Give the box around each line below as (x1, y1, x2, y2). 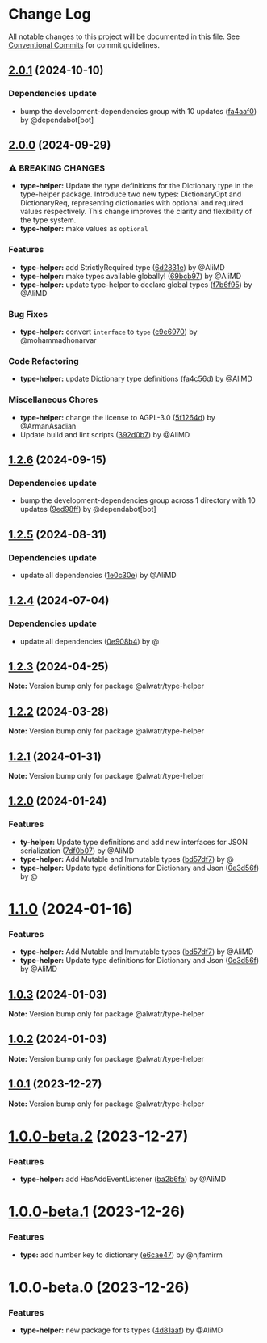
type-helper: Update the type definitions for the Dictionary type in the (19, 181, 254, 191)
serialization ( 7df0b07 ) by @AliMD (19, 846, 135, 855)
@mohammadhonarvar (19, 335, 97, 344)
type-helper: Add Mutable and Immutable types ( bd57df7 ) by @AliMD (19, 947, 254, 957)
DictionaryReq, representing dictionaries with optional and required (19, 198, 244, 208)
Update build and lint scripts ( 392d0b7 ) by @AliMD (19, 429, 190, 439)
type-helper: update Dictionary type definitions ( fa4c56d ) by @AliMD (19, 374, 252, 384)
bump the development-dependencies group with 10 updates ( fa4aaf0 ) (19, 106, 257, 116)
